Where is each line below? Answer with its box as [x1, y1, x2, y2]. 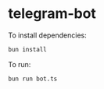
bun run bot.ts [8, 75, 58, 83]
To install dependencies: [8, 30, 88, 40]
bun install [8, 45, 47, 53]
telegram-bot [8, 5, 96, 23]
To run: [8, 59, 31, 69]
